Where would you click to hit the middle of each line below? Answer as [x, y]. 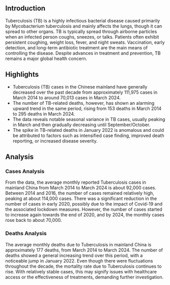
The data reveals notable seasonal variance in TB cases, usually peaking [89, 119]
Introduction [25, 8]
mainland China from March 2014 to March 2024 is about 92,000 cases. [81, 188]
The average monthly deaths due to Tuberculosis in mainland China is [78, 244]
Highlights [22, 75]
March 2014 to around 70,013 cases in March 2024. [67, 97]
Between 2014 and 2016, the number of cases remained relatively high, [80, 193]
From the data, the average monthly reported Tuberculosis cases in [76, 182]
